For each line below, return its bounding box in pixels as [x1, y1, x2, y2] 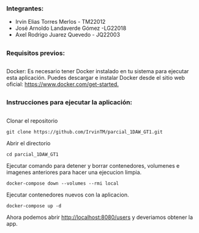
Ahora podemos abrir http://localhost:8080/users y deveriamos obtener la [6, 213, 193, 221]
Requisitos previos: [6, 49, 66, 57]
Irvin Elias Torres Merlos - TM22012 [15, 18, 106, 26]
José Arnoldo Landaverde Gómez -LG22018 [15, 24, 127, 32]
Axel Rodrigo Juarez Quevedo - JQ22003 [15, 31, 121, 38]
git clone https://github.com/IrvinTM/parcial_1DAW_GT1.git [6, 129, 163, 135]
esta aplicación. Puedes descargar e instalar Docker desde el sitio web [6, 74, 186, 82]
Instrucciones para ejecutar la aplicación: [6, 98, 133, 107]
